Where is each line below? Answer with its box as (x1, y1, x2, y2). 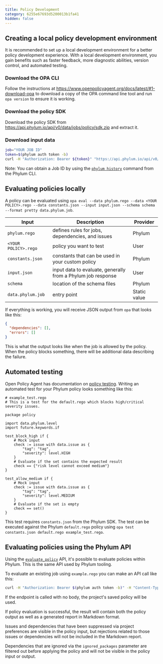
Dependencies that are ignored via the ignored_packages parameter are (5, 643, 147, 649)
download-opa (5, 91, 35, 97)
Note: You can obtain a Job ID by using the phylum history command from (5, 165, 154, 171)
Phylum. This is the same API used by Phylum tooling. (5, 561, 113, 567)
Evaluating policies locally (5, 185, 86, 193)
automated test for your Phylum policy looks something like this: (5, 386, 133, 392)
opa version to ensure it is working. (5, 96, 76, 102)
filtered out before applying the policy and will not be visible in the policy (5, 648, 150, 654)
